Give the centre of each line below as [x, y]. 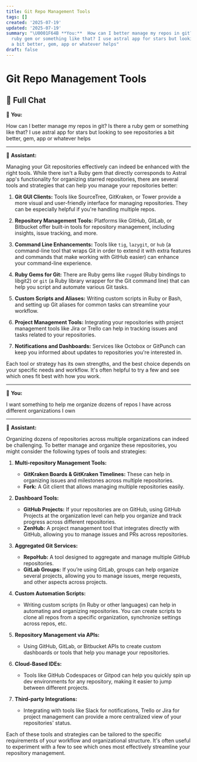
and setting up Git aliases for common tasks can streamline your [92, 304]
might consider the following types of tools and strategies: [77, 451]
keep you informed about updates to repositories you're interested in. [98, 352]
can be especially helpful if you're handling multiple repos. [85, 209]
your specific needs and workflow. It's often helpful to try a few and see [93, 370]
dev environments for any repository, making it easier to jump [97, 681]
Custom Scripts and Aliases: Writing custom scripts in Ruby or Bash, [98, 298]
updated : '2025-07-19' [34, 28]
